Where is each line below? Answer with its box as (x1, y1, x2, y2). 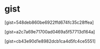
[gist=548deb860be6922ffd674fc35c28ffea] (4, 19, 94, 25)
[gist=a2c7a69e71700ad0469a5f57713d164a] (4, 29, 95, 34)
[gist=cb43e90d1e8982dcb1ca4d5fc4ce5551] (4, 38, 96, 44)
